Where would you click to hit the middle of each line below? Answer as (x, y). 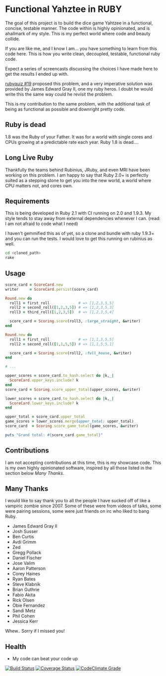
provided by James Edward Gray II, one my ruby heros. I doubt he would (79, 89)
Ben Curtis (23, 537)
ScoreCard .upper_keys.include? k (44, 380)
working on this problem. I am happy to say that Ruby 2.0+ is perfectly (77, 175)
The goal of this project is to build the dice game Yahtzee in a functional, (79, 23)
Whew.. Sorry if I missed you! (35, 631)
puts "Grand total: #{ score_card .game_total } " (54, 435)
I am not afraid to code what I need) (42, 224)
